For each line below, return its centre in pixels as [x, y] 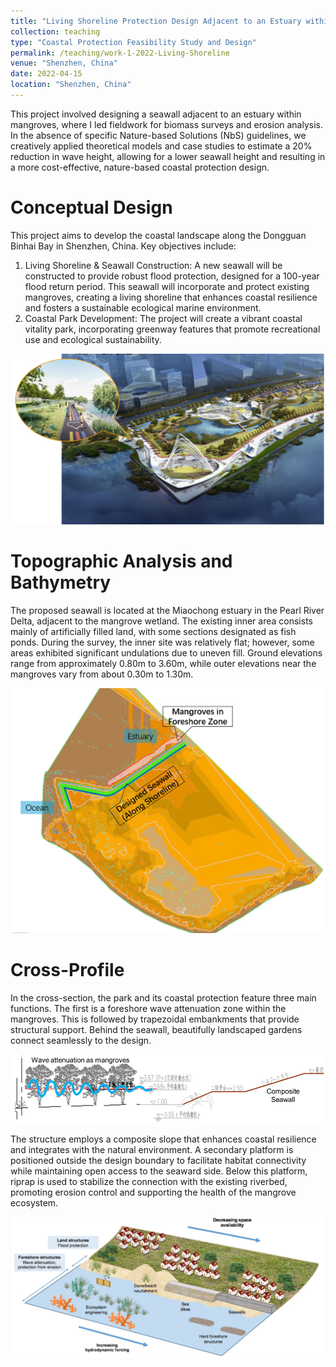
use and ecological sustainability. [93, 339]
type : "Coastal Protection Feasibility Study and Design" [133, 42]
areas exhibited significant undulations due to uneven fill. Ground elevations [166, 652]
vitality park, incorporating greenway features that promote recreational [172, 329]
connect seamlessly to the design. [81, 1040]
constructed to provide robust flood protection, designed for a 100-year [172, 276]
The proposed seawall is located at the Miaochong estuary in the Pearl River [167, 610]
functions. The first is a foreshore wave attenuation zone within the [148, 1008]
